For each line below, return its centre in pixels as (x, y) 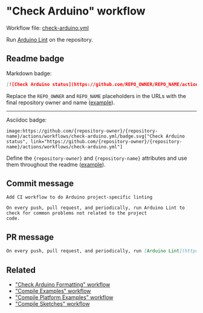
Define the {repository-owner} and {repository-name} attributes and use (97, 158)
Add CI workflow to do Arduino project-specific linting (79, 197)
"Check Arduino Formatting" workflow (63, 284)
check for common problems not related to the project (77, 213)
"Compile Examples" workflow (53, 291)
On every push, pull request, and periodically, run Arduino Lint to (96, 208)
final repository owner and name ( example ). (61, 102)
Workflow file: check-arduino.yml (48, 28)
